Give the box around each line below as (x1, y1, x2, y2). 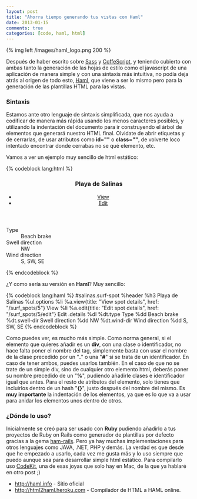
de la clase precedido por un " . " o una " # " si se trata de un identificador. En (6, 353, 189, 360)
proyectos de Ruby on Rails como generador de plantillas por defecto (6, 431, 175, 438)
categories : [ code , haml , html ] (6, 31, 85, 36)
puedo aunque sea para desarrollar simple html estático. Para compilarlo (6, 457, 182, 464)
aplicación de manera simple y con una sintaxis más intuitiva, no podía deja (6, 71, 189, 78)
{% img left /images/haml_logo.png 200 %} (6, 46, 112, 54)
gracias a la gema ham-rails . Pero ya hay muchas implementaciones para (6, 438, 184, 445)
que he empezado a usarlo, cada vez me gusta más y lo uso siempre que (6, 450, 183, 457)
